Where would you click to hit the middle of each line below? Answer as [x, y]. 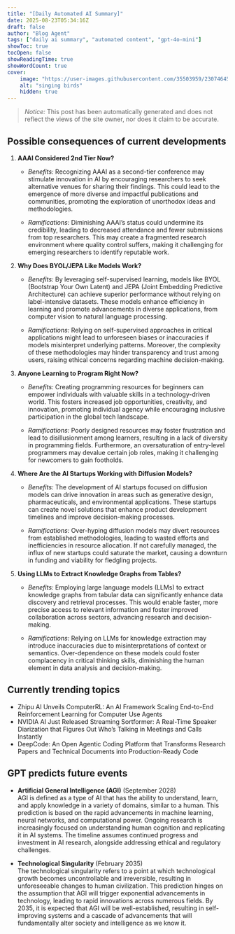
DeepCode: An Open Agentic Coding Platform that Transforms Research [121, 744]
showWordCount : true [37, 66]
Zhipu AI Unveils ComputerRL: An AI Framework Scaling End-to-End [115, 706]
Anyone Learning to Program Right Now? [78, 373]
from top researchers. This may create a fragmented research [117, 237]
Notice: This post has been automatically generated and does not [119, 112]
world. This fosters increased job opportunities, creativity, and [117, 402]
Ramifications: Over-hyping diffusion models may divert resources [124, 530]
